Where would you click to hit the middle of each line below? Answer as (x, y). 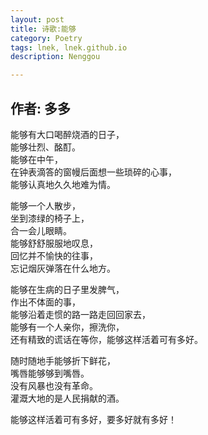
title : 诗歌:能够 (43, 29)
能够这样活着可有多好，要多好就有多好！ (93, 419)
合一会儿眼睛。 (41, 230)
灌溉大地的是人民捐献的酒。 (67, 398)
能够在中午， (36, 159)
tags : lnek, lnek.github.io (69, 47)
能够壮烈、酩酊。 (45, 147)
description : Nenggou (55, 57)
